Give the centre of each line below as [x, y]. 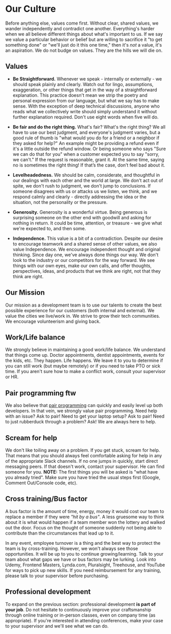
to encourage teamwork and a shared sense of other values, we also [85, 243]
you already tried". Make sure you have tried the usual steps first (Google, [83, 477]
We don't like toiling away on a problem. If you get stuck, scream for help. [83, 450]
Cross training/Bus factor [46, 499]
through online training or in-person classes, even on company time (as [80, 615]
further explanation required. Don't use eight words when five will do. [86, 117]
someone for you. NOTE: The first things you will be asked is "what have [82, 472]
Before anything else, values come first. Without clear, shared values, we [82, 23]
